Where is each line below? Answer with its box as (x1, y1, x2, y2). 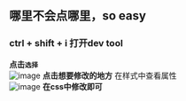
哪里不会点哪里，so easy (9, 8, 146, 24)
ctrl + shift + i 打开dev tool (9, 37, 124, 50)
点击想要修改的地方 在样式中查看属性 (43, 70, 177, 81)
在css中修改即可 (43, 81, 104, 91)
